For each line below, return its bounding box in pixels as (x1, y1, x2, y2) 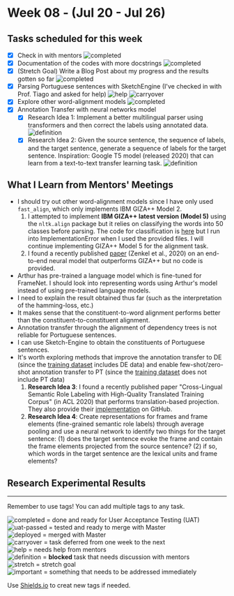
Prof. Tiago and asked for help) (17, 90, 107, 98)
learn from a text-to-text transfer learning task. (27, 158, 162, 167)
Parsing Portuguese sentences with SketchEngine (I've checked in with (17, 82, 222, 91)
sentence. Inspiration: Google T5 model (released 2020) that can (27, 151, 214, 160)
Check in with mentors (17, 51, 82, 59)
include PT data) (17, 375, 65, 384)
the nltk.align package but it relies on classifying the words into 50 (27, 220, 224, 228)
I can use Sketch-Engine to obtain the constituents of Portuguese (17, 338, 205, 347)
